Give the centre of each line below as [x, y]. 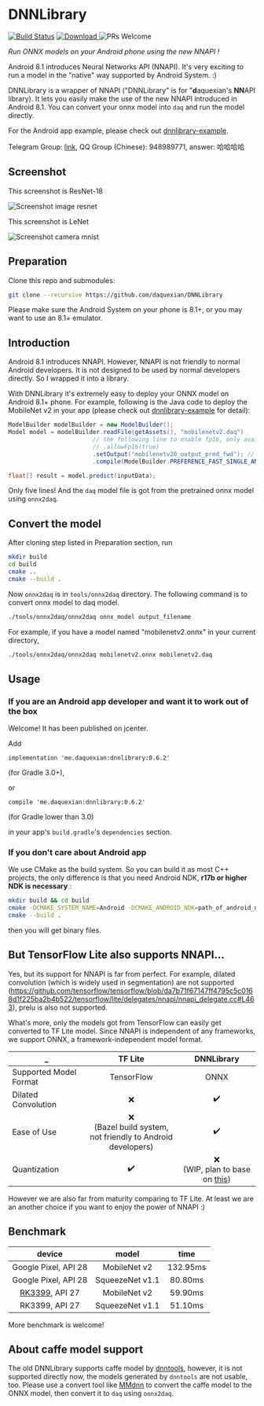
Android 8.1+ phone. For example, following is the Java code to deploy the [128, 402]
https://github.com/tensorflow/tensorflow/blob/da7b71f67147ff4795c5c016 [132, 990]
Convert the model [55, 523]
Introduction [39, 342]
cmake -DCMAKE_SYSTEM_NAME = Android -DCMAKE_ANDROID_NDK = [103, 908]
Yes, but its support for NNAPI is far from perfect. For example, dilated [122, 974]
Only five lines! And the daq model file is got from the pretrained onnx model [131, 491]
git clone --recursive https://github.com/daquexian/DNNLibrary [115, 295]
